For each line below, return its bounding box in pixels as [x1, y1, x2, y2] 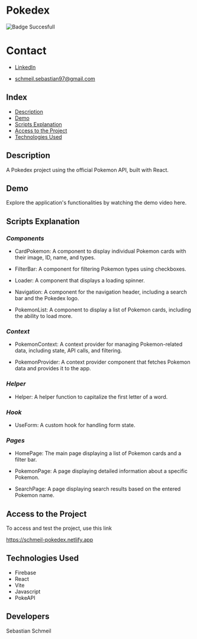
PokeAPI [14, 594, 35, 601]
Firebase [14, 569, 37, 576]
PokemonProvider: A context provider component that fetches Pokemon [14, 358, 190, 365]
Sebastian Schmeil [6, 627, 51, 634]
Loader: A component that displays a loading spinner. [14, 277, 145, 284]
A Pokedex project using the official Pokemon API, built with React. [6, 166, 169, 173]
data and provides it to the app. [14, 365, 92, 372]
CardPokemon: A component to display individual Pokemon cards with [14, 247, 186, 255]
